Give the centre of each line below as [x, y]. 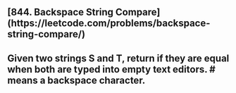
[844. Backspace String [61, 12]
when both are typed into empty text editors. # [112, 69]
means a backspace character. [76, 80]
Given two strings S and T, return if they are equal [118, 58]
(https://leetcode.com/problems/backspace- [109, 24]
